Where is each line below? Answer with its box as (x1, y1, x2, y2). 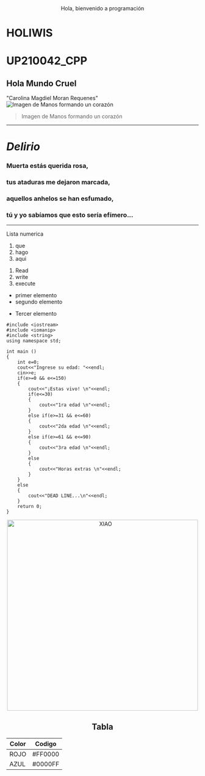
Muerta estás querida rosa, (6, 162, 88, 170)
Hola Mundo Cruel (6, 78, 77, 89)
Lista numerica (6, 230, 44, 238)
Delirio (6, 140, 41, 154)
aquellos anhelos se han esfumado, (6, 194, 114, 203)
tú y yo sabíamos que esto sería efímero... (6, 211, 134, 219)
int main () (6, 349, 37, 355)
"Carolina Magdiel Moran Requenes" (6, 95, 99, 102)
